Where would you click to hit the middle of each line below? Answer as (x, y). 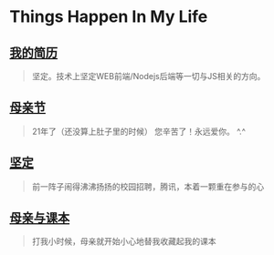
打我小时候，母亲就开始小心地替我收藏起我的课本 (124, 241)
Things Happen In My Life (109, 17)
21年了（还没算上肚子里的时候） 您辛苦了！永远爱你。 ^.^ (139, 131)
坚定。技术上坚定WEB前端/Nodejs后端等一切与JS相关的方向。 (148, 76)
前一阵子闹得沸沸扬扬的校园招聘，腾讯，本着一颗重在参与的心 (148, 186)
